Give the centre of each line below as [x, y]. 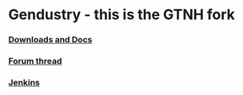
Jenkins [24, 82]
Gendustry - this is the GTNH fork [122, 15]
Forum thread [35, 61]
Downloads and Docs [50, 40]
